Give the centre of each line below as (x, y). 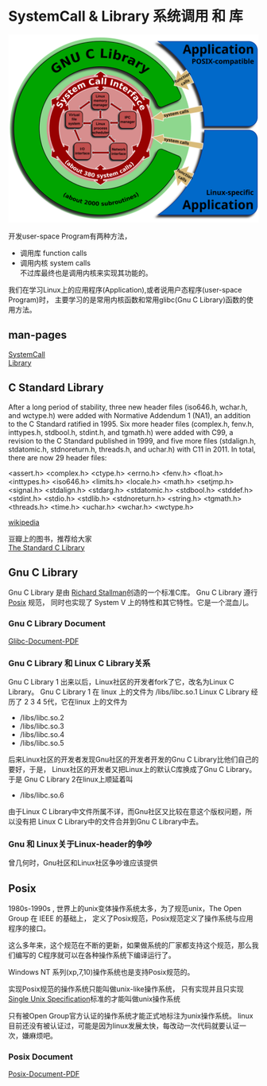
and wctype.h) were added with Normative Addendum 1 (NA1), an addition (130, 415)
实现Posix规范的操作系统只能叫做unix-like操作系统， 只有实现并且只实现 (126, 989)
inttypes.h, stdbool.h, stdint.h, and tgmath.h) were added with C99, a (121, 432)
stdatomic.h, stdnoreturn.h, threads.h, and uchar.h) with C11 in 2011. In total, (132, 449)
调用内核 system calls (55, 262)
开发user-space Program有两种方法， (70, 236)
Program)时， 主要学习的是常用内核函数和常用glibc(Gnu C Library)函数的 (128, 300)
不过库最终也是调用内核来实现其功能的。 (86, 273)
